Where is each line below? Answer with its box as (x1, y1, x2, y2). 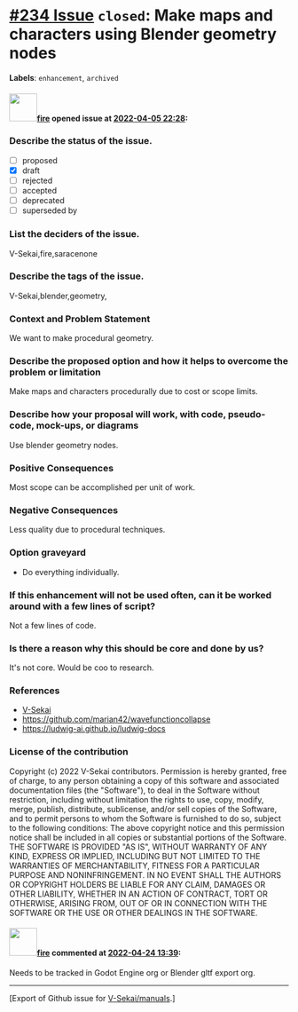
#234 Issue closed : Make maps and (9, 5, 273, 26)
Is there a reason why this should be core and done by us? (9, 642, 264, 654)
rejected (21, 175, 53, 186)
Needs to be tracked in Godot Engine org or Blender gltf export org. (9, 967, 255, 977)
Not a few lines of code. (9, 620, 97, 630)
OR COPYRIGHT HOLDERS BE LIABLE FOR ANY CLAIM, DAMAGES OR (9, 879, 266, 889)
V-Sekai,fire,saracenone (9, 248, 98, 258)
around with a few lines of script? (9, 600, 156, 613)
